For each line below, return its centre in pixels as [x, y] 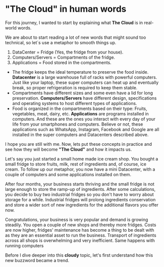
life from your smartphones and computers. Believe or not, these [78, 124]
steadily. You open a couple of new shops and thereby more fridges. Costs [81, 225]
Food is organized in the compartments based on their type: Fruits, [80, 108]
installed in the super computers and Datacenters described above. [80, 134]
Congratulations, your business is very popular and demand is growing [77, 219]
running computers [25, 245]
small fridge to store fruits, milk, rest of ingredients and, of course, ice [76, 164]
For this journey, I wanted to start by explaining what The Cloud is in [74, 23]
